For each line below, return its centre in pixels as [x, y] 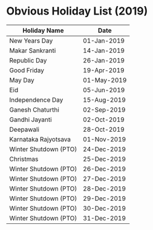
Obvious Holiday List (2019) [77, 11]
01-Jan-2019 [104, 41]
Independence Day [36, 100]
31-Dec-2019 [104, 218]
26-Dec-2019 [104, 169]
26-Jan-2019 [104, 60]
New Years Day [31, 41]
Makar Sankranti [33, 50]
